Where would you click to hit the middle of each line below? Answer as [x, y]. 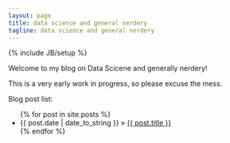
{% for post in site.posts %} [65, 114]
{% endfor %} [43, 131]
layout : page [30, 15]
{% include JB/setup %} [48, 53]
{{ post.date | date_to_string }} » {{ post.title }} [96, 123]
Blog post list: [31, 99]
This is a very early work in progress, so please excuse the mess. [115, 83]
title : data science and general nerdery [78, 23]
